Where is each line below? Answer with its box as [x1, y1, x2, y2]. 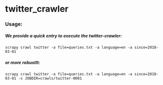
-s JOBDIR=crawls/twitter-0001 [18, 76, 82, 81]
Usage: [5, 21, 23, 28]
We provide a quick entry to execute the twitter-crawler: [5, 33, 122, 38]
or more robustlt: [5, 59, 41, 65]
